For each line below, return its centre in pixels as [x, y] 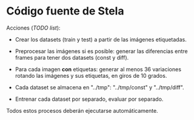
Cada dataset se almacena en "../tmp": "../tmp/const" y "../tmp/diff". [99, 87]
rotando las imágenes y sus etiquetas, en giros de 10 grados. [91, 75]
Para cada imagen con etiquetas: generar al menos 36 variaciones [98, 69]
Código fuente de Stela [65, 11]
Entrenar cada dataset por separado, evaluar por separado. [89, 99]
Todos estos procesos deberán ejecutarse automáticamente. [82, 110]
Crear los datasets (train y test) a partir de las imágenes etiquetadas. [101, 39]
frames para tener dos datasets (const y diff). [72, 57]
